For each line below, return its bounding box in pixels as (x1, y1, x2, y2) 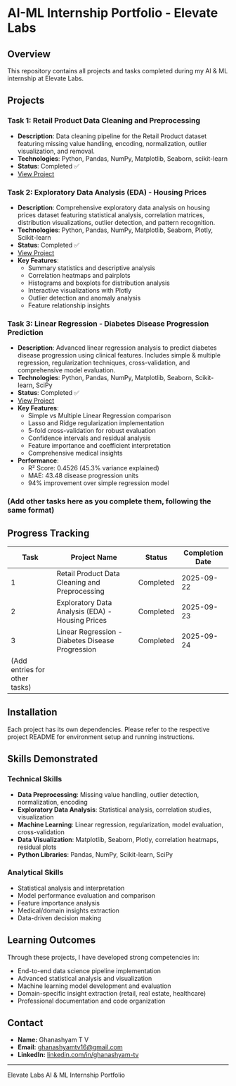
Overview (7, 48, 51, 60)
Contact (7, 1017, 44, 1029)
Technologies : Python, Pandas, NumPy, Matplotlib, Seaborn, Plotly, (17, 226, 213, 234)
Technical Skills (7, 774, 63, 784)
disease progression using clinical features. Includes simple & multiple (17, 351, 221, 360)
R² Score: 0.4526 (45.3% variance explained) (27, 464, 159, 472)
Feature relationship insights (27, 301, 110, 310)
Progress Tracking (7, 527, 90, 539)
